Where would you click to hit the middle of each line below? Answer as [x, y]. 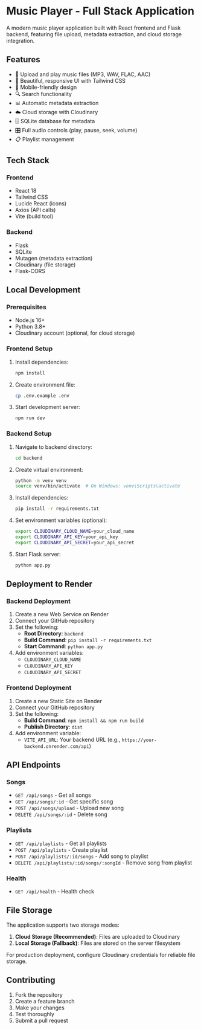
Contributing [31, 980]
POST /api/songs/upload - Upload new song [69, 808]
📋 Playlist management [44, 139]
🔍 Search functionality [43, 94]
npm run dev [30, 418]
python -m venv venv [41, 481]
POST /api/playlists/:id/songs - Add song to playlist [82, 856]
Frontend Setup [30, 349]
